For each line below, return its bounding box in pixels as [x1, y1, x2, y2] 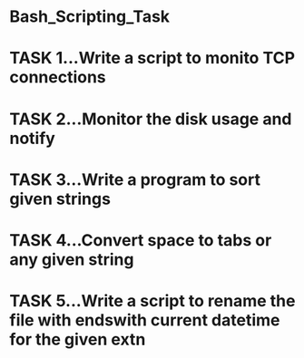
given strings [9, 189, 112, 209]
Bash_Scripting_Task [9, 6, 171, 27]
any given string [9, 249, 134, 269]
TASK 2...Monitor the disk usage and [9, 109, 292, 129]
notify [9, 128, 56, 149]
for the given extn [9, 329, 146, 350]
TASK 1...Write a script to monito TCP [9, 48, 296, 69]
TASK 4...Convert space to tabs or [9, 229, 272, 250]
